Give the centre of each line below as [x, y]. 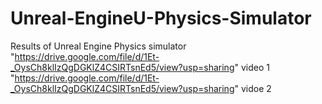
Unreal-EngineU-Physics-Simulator [161, 18]
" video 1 [252, 67]
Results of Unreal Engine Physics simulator [98, 46]
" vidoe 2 [253, 88]
